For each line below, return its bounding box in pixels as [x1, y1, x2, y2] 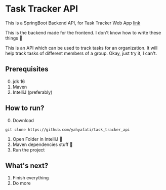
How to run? [5, 104, 45, 112]
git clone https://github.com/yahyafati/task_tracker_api [5, 127, 130, 132]
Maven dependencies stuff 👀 [12, 141, 73, 147]
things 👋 [5, 35, 23, 41]
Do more [12, 180, 31, 186]
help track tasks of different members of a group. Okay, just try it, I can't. [5, 50, 157, 56]
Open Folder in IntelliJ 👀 [12, 136, 63, 142]
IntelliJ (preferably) [12, 89, 53, 95]
